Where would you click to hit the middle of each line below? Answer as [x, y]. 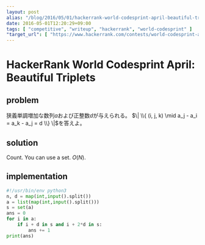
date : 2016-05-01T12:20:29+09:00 [49, 23]
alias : [15, 18]
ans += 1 [39, 230]
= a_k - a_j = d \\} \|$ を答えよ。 [46, 123]
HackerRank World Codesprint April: [101, 65]
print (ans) [20, 236]
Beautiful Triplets [51, 78]
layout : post [23, 12]
